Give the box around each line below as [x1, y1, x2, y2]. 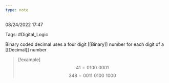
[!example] [17, 57, 41, 63]
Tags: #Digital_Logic [5, 31, 49, 37]
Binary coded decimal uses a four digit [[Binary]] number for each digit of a [5, 41, 164, 47]
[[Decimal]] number [5, 46, 47, 52]
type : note [5, 7, 29, 13]
